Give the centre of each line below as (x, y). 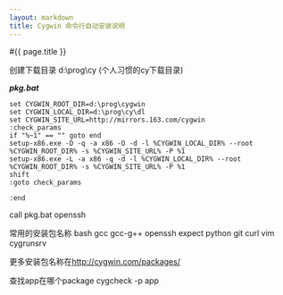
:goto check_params (46, 182)
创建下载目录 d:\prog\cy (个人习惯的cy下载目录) (96, 70)
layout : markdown (42, 17)
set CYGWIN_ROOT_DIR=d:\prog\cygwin (77, 104)
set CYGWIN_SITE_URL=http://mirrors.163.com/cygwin (107, 120)
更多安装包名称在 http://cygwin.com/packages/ (95, 261)
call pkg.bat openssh (48, 215)
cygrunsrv (28, 243)
